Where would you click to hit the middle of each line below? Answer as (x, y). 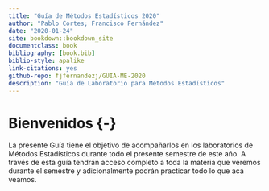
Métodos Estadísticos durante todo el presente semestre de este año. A (127, 154)
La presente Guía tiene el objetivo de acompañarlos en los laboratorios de (131, 145)
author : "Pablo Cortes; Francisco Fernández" (86, 23)
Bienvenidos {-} (62, 123)
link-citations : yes (43, 69)
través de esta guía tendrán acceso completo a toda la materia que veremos (134, 163)
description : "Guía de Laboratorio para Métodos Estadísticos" (117, 83)
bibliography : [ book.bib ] (52, 53)
